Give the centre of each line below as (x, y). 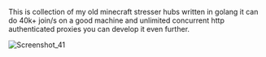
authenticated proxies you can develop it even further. (99, 29)
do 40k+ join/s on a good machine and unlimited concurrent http (117, 20)
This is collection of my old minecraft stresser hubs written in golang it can (133, 12)
